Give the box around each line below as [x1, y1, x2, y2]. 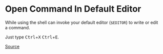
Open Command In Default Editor [5, 3, 142, 15]
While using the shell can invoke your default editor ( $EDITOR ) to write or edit [5, 19, 159, 25]
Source [5, 43, 20, 49]
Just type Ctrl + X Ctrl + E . [5, 34, 60, 40]
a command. [5, 24, 30, 30]
